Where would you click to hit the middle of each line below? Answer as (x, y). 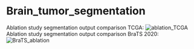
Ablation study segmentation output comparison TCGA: (75, 27)
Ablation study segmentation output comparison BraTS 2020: (82, 33)
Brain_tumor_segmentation (76, 11)
